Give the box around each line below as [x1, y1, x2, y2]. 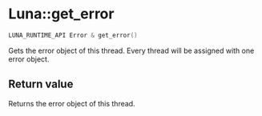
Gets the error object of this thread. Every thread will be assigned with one [8, 46, 255, 55]
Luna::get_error [8, 5, 115, 23]
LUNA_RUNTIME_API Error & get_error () [8, 31, 138, 39]
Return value [8, 78, 74, 91]
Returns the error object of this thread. [8, 98, 135, 108]
